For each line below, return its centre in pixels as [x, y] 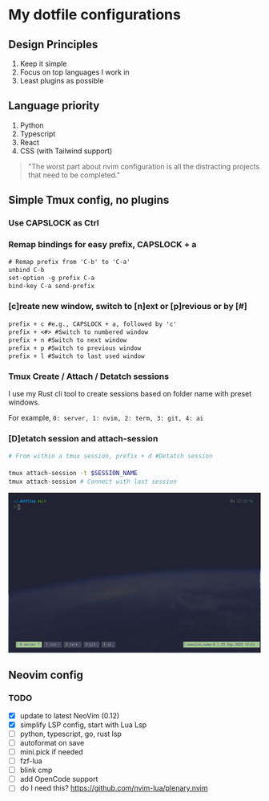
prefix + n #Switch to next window [68, 340]
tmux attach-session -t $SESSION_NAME [73, 474]
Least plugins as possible [62, 81]
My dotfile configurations [95, 15]
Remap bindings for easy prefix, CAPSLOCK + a [102, 245]
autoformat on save [52, 742]
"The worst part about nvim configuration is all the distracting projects [144, 166]
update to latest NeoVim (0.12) [70, 715]
